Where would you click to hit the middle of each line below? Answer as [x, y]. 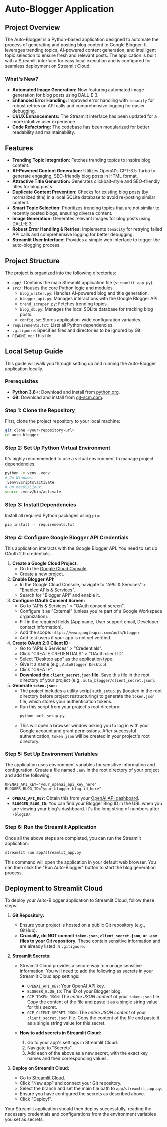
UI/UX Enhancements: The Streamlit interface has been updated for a [84, 116]
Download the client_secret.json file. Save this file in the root [84, 675]
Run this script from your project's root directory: [70, 707]
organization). [34, 616]
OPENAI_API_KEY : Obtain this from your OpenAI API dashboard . [76, 798]
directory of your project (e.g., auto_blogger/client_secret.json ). [87, 680]
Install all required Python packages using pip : [53, 516]
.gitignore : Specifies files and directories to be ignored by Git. [77, 330]
